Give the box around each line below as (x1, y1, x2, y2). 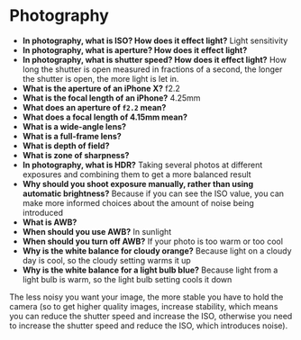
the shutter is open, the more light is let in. (22, 73, 179, 84)
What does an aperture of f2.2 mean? (22, 102, 167, 112)
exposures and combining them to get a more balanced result (22, 168, 251, 180)
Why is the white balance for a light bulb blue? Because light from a (22, 264, 278, 275)
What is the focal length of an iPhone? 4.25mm (22, 92, 201, 103)
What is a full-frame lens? (22, 130, 122, 141)
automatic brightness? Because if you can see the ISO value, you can (22, 188, 285, 199)
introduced (22, 207, 64, 218)
